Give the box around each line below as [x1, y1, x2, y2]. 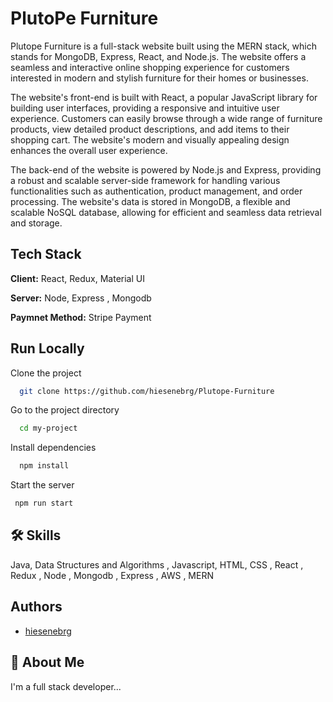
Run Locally [10, 340, 85, 357]
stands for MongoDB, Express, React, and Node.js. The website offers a [10, 50, 307, 62]
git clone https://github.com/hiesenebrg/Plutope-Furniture [19, 386, 275, 396]
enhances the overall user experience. [10, 144, 168, 156]
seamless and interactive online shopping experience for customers [10, 61, 290, 73]
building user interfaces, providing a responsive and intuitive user [10, 102, 280, 114]
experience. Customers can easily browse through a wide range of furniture [10, 112, 323, 124]
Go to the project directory [10, 404, 120, 416]
